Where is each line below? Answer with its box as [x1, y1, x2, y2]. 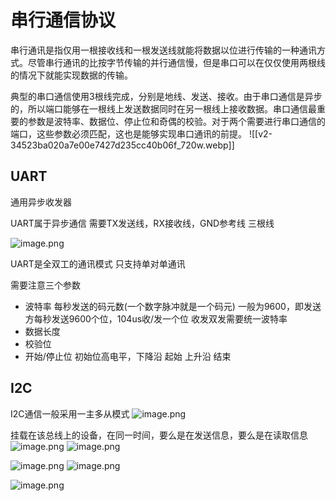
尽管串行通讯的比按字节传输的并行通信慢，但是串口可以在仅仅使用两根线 [27, 56, 326, 68]
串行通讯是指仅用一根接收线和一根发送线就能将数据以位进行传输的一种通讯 [10, 44, 317, 56]
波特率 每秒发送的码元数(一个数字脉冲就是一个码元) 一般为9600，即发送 [24, 300, 322, 312]
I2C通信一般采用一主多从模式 [10, 407, 130, 420]
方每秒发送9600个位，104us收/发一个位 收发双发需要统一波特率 [24, 312, 288, 325]
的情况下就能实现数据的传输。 [10, 69, 133, 81]
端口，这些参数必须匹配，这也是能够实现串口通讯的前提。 [10, 127, 247, 140]
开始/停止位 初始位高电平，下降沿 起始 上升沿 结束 [24, 350, 232, 362]
